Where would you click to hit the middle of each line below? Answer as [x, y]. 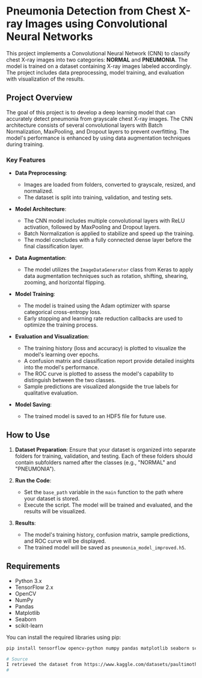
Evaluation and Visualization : [52, 337]
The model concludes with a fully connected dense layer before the [108, 240]
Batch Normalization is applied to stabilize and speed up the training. [109, 233]
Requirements [33, 566]
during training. [25, 144]
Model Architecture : [41, 209]
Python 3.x [28, 581]
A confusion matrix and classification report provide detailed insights [109, 361]
